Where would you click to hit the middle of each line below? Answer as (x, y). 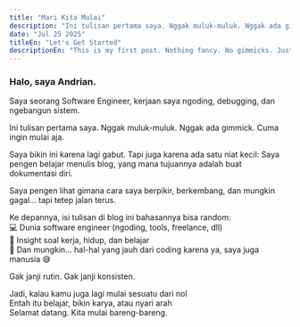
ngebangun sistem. (45, 110)
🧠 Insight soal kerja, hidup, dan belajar (79, 241)
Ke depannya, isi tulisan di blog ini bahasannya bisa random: (120, 217)
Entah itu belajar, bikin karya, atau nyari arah (91, 303)
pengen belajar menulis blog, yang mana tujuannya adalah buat (126, 164)
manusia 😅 (30, 259)
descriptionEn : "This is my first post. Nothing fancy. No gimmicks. (142, 51)
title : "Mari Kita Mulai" (57, 17)
